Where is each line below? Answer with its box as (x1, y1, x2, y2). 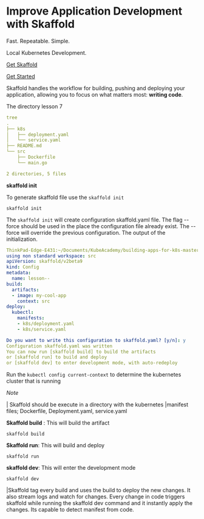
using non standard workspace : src (6, 253, 97, 259)
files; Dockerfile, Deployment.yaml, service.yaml (6, 408, 127, 415)
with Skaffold (6, 17, 75, 31)
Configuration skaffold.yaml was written (6, 343, 113, 349)
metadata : (6, 270, 32, 276)
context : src (17, 298, 50, 304)
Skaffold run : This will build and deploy (6, 442, 105, 449)
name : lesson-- (12, 276, 50, 282)
